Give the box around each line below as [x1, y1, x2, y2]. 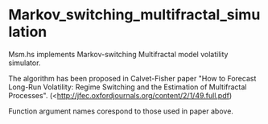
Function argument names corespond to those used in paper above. [8, 106, 233, 116]
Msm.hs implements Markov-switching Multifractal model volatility [8, 49, 229, 59]
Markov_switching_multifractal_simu [8, 6, 261, 24]
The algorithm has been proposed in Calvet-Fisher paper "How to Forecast [8, 73, 257, 83]
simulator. [8, 58, 41, 68]
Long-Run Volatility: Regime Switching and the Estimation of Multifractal [8, 82, 247, 92]
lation [8, 23, 47, 41]
